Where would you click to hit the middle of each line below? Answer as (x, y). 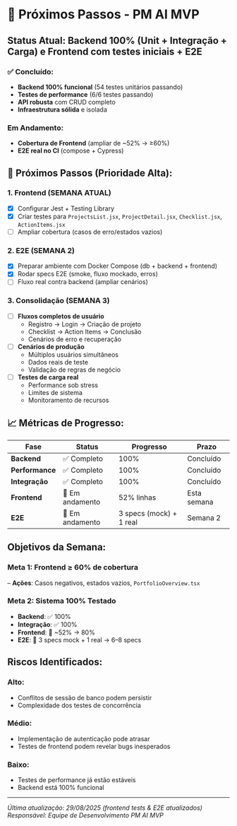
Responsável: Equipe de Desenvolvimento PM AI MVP (86, 815)
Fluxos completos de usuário (61, 316)
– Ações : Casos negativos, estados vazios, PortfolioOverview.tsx (104, 583)
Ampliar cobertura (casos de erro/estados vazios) (90, 232)
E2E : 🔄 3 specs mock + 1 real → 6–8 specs (79, 639)
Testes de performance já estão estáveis (77, 780)
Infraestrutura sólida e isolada (62, 110)
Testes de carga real (48, 377)
